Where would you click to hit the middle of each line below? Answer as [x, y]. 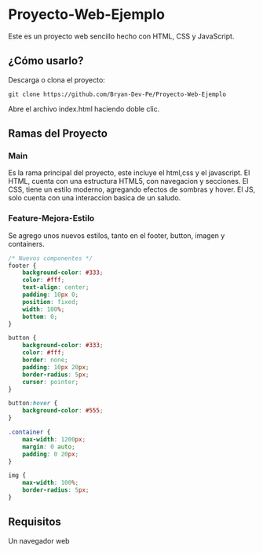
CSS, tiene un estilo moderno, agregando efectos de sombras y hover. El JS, [132, 189]
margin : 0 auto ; [49, 447]
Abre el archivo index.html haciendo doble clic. [84, 108]
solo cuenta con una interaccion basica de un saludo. [95, 198]
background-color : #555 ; [63, 411]
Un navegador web [39, 540]
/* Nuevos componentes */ [50, 258]
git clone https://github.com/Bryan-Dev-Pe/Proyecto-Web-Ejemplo [117, 94]
